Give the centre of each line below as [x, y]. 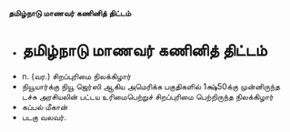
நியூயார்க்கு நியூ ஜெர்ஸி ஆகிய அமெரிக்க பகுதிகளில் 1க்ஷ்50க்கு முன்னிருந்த [151, 86]
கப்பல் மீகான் [45, 107]
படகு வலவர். [44, 117]
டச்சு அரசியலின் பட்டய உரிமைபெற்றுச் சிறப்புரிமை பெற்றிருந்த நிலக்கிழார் [148, 96]
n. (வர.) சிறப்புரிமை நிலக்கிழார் [76, 76]
